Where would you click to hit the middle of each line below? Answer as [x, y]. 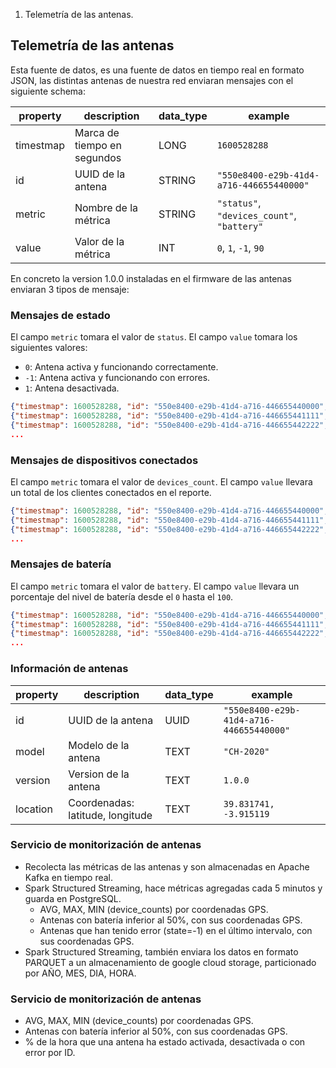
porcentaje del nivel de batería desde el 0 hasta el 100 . [122, 596]
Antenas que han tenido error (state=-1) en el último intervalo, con [176, 930]
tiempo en [98, 145]
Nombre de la [106, 207]
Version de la [99, 774]
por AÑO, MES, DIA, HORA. [80, 973]
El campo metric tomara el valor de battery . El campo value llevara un [155, 586]
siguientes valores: [49, 348]
